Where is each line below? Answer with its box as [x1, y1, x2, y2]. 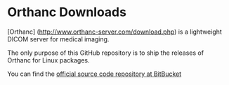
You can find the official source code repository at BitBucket [7, 70, 182, 78]
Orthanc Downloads [7, 4, 126, 20]
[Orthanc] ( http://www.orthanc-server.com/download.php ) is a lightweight [7, 27, 223, 36]
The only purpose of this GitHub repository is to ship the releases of [7, 48, 204, 57]
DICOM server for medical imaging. [7, 34, 110, 43]
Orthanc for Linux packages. [7, 55, 90, 64]
